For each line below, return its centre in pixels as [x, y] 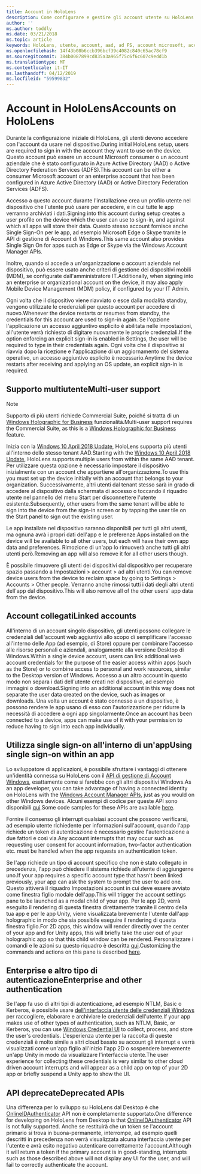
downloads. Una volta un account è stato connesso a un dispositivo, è [92, 701]
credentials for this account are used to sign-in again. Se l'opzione [88, 319]
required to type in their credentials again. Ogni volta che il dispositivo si [95, 345]
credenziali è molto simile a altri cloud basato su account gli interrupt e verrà [100, 1042]
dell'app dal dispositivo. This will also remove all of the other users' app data [100, 591]
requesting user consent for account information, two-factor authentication [99, 844]
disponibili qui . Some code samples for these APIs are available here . [91, 807]
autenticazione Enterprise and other [74, 980]
